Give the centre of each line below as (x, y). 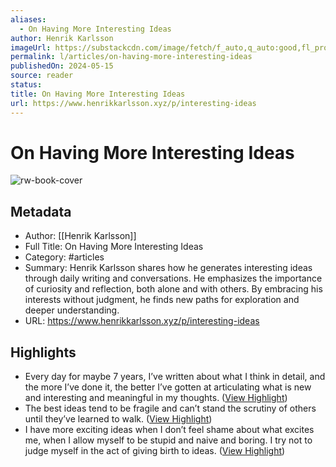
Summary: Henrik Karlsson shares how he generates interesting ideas (168, 268)
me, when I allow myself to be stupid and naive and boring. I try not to (168, 440)
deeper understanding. (72, 310)
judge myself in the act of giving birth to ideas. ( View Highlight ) (155, 451)
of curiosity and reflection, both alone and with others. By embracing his (173, 289)
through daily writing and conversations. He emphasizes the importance (173, 278)
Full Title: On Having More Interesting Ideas (114, 247)
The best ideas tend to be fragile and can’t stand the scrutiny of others (170, 408)
